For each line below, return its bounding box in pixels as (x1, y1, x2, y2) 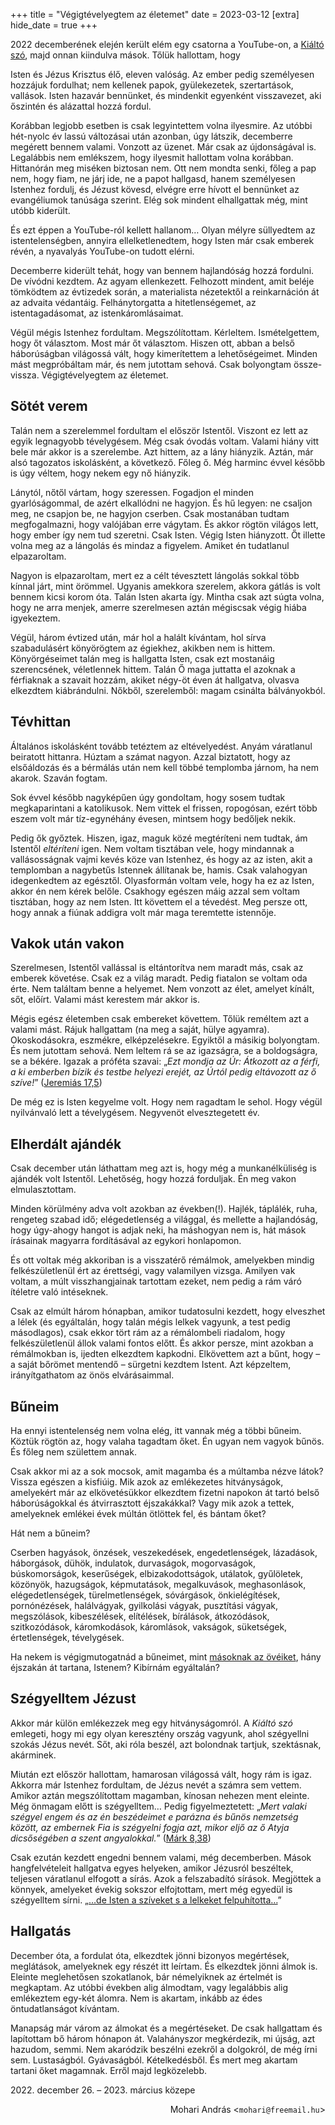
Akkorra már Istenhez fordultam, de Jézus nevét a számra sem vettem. (10, 1779, 302, 1791)
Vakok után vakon (10, 935, 125, 953)
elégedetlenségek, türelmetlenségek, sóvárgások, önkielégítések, (10, 1589, 281, 1601)
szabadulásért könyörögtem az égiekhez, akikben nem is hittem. (10, 642, 276, 654)
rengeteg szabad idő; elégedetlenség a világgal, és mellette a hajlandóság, (10, 1214, 318, 1226)
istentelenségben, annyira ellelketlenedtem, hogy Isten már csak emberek (10, 235, 315, 246)
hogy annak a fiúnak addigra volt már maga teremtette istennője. (10, 906, 277, 918)
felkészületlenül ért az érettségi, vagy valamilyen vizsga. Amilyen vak (10, 1265, 296, 1277)
